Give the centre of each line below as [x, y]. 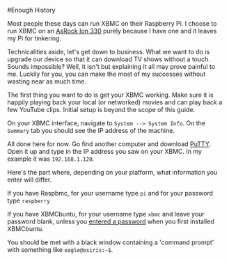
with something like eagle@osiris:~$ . [60, 250]
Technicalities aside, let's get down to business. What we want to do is [109, 52]
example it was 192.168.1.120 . [51, 159]
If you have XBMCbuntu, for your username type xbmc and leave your [106, 214]
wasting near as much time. [47, 81]
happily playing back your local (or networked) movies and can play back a [115, 102]
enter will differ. [30, 180]
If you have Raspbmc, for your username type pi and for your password [110, 193]
